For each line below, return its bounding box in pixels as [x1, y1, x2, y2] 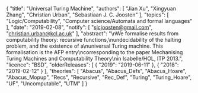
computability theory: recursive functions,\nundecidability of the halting [6, 36, 182, 43]
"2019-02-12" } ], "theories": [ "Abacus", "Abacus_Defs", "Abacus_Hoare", [6, 68, 187, 74]
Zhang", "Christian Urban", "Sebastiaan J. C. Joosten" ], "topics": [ [6, 11, 169, 18]
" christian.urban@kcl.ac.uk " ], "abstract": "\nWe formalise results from [6, 30, 179, 37]
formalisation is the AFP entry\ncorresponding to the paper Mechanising [6, 49, 183, 55]
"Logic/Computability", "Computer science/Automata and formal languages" [6, 18, 193, 24]
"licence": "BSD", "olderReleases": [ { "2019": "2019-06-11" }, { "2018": [6, 61, 179, 68]
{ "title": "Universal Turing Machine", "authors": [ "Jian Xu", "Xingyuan [6, 5, 177, 12]
